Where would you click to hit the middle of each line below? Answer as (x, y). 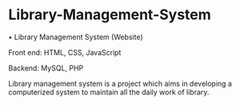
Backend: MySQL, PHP (46, 68)
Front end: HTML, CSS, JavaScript (65, 52)
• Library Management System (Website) (76, 37)
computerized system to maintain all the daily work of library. (109, 92)
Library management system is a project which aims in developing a (120, 83)
